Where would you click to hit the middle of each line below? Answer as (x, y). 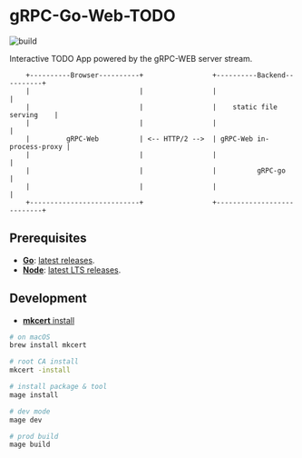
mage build (30, 445)
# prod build (34, 436)
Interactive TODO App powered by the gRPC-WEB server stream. (131, 58)
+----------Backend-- (253, 75)
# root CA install (44, 362)
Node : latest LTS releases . (72, 270)
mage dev (26, 420)
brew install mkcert (49, 345)
